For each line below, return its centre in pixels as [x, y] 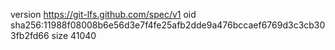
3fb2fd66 [30, 35]
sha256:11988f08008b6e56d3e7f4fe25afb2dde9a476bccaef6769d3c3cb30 [168, 25]
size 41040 [74, 35]
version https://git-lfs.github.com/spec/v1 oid [103, 14]
